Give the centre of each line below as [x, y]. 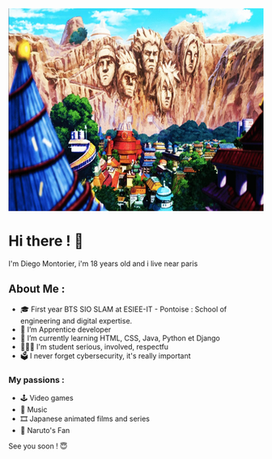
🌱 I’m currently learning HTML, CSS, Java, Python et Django [120, 338]
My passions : [36, 380]
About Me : [37, 289]
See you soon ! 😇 [38, 446]
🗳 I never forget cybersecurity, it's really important [106, 355]
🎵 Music [34, 410]
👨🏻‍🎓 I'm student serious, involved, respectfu [94, 346]
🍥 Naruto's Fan [45, 431]
